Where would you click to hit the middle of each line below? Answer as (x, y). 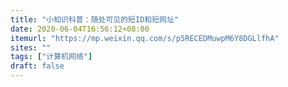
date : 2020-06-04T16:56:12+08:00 (80, 29)
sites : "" (31, 47)
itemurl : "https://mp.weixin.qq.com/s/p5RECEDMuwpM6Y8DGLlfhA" (145, 38)
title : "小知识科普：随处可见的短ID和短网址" (95, 19)
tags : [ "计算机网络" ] (51, 57)
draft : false (37, 66)
